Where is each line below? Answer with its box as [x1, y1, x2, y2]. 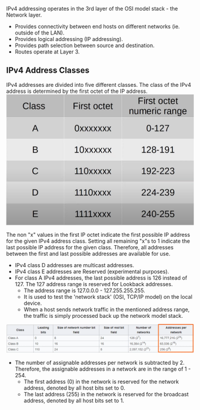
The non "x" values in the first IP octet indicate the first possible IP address [6, 231, 190, 239]
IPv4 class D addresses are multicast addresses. [14, 262, 135, 269]
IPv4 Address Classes [6, 65, 90, 76]
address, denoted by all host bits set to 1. [23, 397, 124, 404]
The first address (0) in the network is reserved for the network [23, 378, 179, 386]
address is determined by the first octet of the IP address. [6, 87, 148, 95]
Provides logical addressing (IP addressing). [14, 36, 123, 42]
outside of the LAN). [14, 29, 65, 36]
